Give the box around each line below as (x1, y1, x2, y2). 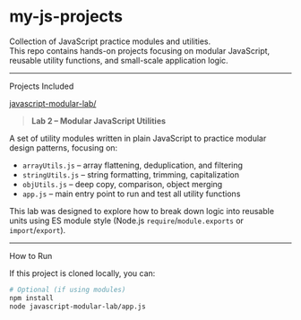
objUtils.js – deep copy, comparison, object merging (21, 178, 223, 189)
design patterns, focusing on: (9, 142, 118, 153)
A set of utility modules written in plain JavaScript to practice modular (9, 133, 267, 143)
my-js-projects (9, 6, 124, 27)
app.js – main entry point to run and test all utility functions (21, 188, 241, 199)
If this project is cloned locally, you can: (9, 267, 156, 279)
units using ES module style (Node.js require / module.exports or (9, 215, 245, 226)
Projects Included (9, 81, 74, 91)
